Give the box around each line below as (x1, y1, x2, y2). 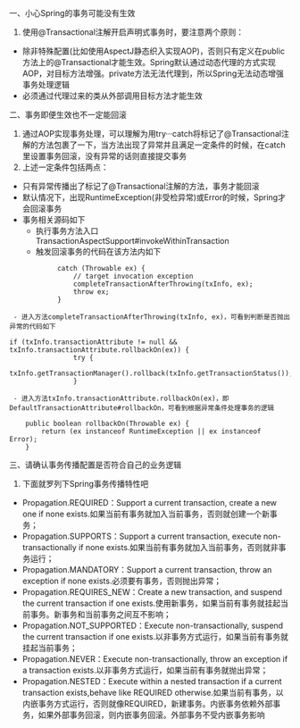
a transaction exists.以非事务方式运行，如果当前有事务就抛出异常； (21, 665, 269, 675)
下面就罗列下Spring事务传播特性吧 (21, 479, 149, 489)
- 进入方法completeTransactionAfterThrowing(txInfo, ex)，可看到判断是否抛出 (12, 313, 290, 322)
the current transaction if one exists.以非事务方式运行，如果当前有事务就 (21, 632, 288, 641)
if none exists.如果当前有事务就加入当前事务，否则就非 (79, 542, 279, 552)
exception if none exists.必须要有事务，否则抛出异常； (21, 575, 221, 586)
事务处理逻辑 (21, 79, 70, 89)
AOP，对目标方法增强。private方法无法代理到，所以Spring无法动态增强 (21, 68, 284, 79)
